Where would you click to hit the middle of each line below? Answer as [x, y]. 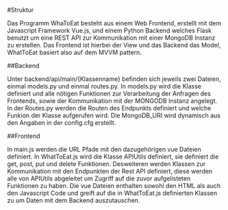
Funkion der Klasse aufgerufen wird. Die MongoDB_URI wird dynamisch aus [114, 115]
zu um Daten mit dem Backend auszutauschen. [74, 200]
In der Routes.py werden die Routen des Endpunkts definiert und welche [109, 108]
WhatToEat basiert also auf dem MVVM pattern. [75, 52]
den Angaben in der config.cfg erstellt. [62, 122]
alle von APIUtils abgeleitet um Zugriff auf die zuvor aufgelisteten [99, 178]
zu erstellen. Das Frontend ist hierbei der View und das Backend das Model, [114, 45]
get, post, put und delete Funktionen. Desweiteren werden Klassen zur [106, 164]
